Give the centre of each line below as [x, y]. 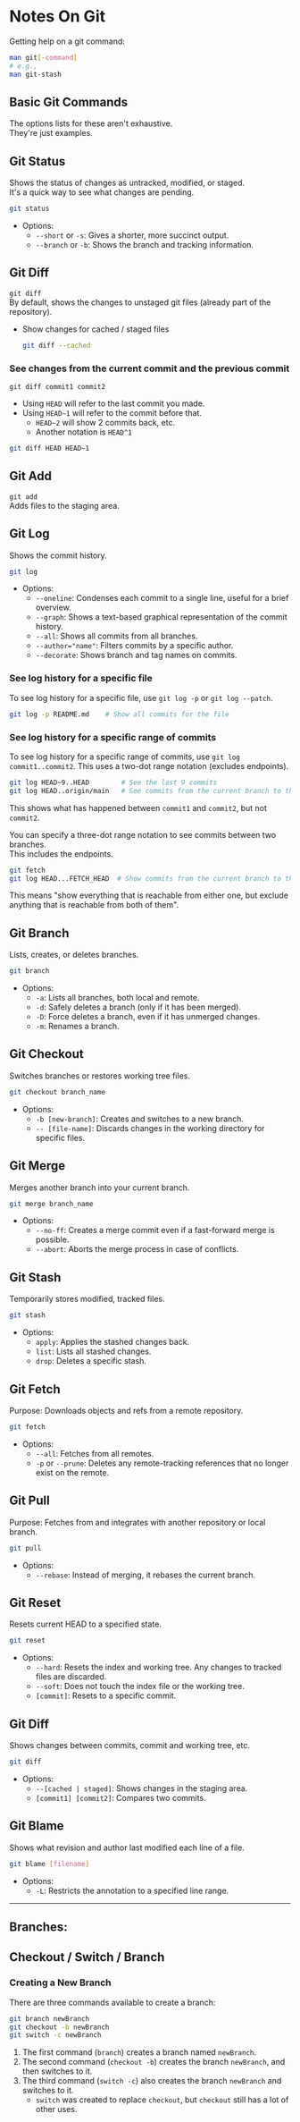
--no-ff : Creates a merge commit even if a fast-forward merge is [155, 1230]
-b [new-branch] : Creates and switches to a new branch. [139, 1119]
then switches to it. [57, 2071]
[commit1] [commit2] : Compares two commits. [121, 1797]
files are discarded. [71, 1677]
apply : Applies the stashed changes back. [112, 1342]
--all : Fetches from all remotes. [95, 1453]
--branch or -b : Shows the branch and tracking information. [145, 245]
